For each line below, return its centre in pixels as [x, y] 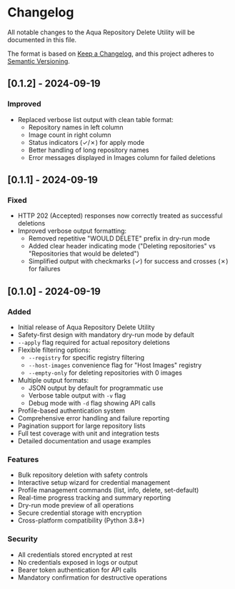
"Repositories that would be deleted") [84, 253]
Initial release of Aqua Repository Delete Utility [86, 327]
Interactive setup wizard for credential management [94, 483]
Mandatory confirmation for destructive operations [92, 577]
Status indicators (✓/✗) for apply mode [86, 142]
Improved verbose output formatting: [72, 231]
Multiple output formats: [53, 380]
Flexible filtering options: [54, 350]
